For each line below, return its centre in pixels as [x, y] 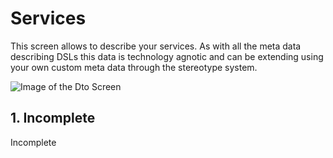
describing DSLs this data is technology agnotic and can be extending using [167, 56]
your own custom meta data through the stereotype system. [134, 67]
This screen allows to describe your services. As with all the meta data [156, 46]
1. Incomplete [53, 118]
